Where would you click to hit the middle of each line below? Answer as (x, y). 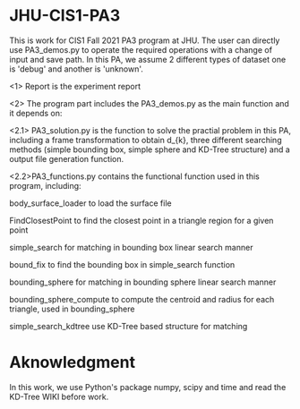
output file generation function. (66, 158)
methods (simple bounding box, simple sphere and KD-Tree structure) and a (150, 149)
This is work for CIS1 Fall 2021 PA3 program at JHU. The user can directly (145, 40)
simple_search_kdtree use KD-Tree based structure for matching (129, 326)
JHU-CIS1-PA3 (65, 16)
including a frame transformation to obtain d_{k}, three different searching (146, 140)
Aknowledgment (73, 362)
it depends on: (36, 113)
